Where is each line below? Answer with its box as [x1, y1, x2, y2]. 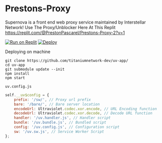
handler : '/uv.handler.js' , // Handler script [14, 115, 111, 120]
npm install [5, 71, 29, 76]
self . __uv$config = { [5, 92, 50, 97]
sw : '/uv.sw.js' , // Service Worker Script [14, 129, 105, 134]
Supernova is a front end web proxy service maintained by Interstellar [5, 19, 146, 25]
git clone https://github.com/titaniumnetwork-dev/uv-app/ [5, 58, 129, 63]
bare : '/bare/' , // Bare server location [14, 102, 100, 107]
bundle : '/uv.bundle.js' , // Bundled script [14, 120, 107, 125]
